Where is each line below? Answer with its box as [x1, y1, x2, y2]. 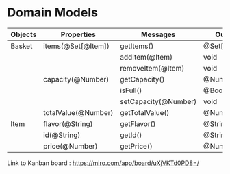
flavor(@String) [43, 119, 94, 128]
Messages [141, 29, 176, 39]
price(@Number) [43, 141, 98, 151]
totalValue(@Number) [43, 108, 114, 117]
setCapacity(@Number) [119, 97, 197, 106]
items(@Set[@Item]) [43, 41, 110, 51]
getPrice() [119, 141, 153, 151]
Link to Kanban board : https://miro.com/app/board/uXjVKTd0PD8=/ [7, 159, 200, 167]
